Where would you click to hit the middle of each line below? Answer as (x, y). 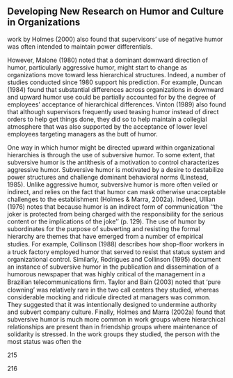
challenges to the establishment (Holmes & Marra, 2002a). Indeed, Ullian (111, 199)
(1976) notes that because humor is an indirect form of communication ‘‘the (115, 206)
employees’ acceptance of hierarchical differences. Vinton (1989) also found (117, 104)
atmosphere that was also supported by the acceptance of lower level (107, 126)
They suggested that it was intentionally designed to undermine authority (112, 304)
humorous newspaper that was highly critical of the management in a (106, 274)
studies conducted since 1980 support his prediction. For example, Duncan (115, 82)
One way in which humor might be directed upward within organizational (111, 147)
